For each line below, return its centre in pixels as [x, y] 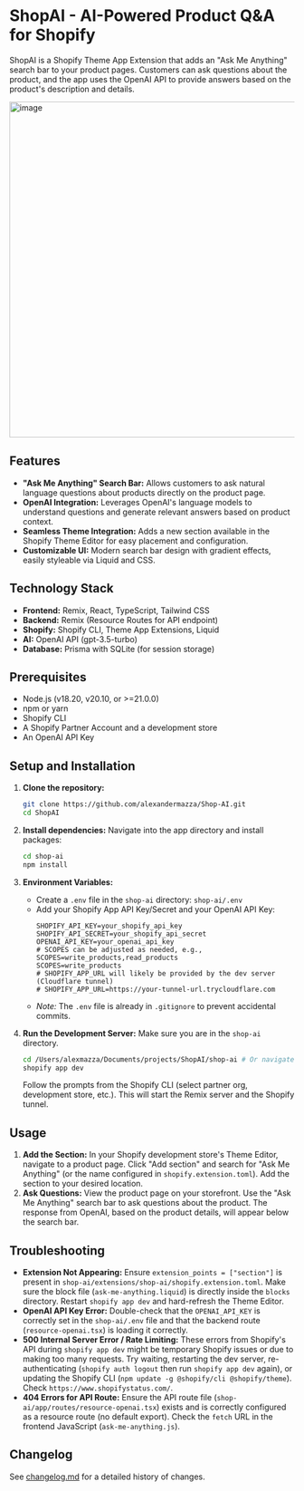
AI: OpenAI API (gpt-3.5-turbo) [80, 639]
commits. [53, 1015]
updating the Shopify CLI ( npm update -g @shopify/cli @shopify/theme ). [157, 1379]
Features [35, 462]
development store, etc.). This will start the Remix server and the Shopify [158, 1095]
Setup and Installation [72, 766]
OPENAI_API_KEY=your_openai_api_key [105, 942]
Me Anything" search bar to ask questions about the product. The [145, 1203]
